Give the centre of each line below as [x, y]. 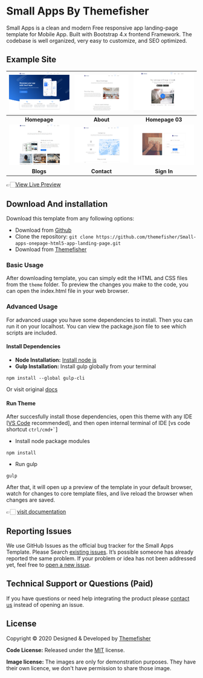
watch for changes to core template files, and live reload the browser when [100, 494]
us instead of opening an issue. [45, 604]
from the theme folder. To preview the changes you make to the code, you [97, 284]
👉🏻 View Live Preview [34, 185]
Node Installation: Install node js [56, 360]
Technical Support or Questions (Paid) [80, 584]
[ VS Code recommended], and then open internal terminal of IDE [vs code [98, 423]
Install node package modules [53, 441]
